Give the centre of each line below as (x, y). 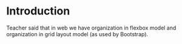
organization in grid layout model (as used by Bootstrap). (77, 34)
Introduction (38, 11)
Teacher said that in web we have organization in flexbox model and (91, 28)
